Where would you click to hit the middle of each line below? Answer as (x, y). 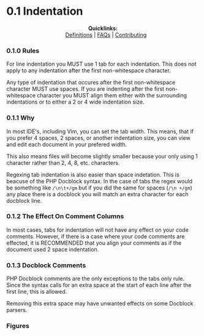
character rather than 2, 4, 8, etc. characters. (63, 162)
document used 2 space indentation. (53, 249)
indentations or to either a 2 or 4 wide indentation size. (75, 102)
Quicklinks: (103, 28)
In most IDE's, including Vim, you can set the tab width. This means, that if (100, 131)
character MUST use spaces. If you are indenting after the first (85, 89)
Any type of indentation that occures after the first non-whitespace (91, 82)
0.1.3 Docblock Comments (46, 265)
